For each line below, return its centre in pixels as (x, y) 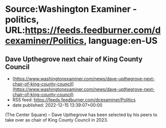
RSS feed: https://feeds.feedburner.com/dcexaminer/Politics (74, 100)
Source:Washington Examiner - (71, 9)
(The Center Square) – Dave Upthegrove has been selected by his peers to (81, 115)
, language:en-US (120, 41)
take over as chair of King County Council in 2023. (56, 120)
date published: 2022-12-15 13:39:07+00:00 (57, 105)
